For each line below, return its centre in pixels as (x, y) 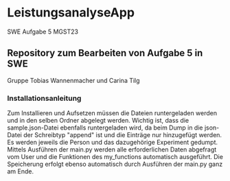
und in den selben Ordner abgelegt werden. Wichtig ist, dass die (98, 121)
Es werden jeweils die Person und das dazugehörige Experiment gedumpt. (113, 143)
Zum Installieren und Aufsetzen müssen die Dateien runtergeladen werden (112, 113)
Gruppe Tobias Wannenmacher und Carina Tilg (73, 80)
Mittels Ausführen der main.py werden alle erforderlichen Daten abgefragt (112, 149)
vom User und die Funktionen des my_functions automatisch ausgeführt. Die (115, 157)
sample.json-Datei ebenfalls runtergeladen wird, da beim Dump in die (105, 128)
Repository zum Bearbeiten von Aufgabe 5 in (105, 53)
